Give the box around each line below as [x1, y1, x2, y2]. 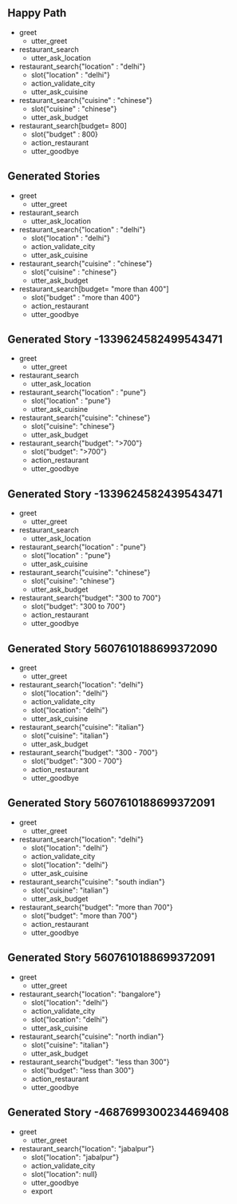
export [30, 1186, 53, 1196]
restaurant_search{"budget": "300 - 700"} [18, 748, 159, 758]
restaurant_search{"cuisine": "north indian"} [18, 1032, 164, 1041]
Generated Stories [7, 169, 101, 183]
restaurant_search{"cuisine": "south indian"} [18, 877, 165, 886]
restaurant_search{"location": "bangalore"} [18, 989, 161, 999]
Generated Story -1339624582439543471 [7, 487, 223, 501]
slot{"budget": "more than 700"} [30, 910, 138, 921]
